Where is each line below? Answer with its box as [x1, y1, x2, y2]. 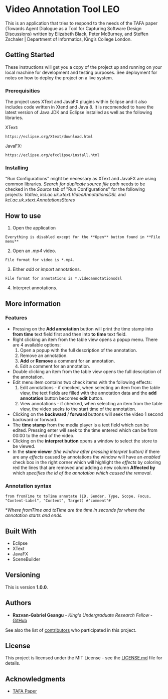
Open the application [12, 225, 56, 231]
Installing [5, 164, 29, 171]
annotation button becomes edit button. [20, 395, 104, 401]
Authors [5, 599, 32, 607]
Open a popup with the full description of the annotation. [20, 347, 137, 353]
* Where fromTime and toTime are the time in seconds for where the [5, 507, 145, 513]
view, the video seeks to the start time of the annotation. [20, 406, 136, 412]
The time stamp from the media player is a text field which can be [12, 422, 149, 428]
